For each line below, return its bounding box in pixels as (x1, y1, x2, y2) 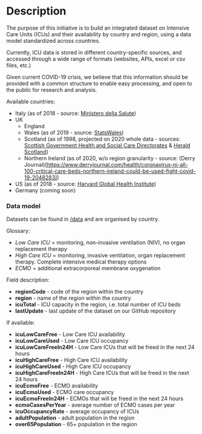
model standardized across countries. (6, 37, 101, 44)
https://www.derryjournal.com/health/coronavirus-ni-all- (47, 161, 189, 168)
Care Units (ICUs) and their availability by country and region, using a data (6, 30, 192, 37)
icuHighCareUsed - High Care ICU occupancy (15, 363, 131, 370)
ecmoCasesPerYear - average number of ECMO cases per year (15, 401, 175, 409)
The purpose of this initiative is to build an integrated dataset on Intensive (6, 24, 189, 31)
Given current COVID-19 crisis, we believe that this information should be (6, 73, 189, 80)
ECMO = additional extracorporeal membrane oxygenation (15, 265, 161, 272)
